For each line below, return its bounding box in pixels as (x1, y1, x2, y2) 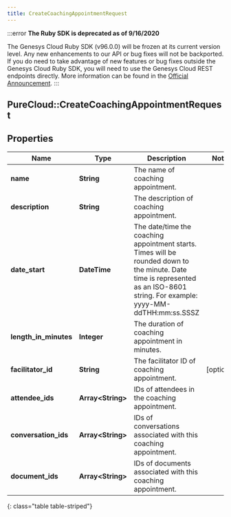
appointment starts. (133, 239, 197, 249)
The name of (133, 165, 175, 174)
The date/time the (133, 222, 191, 231)
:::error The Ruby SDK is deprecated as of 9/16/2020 (7, 29, 159, 37)
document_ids (10, 471, 58, 481)
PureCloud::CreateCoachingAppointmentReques (7, 99, 222, 111)
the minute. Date (133, 264, 187, 274)
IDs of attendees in (133, 384, 195, 394)
